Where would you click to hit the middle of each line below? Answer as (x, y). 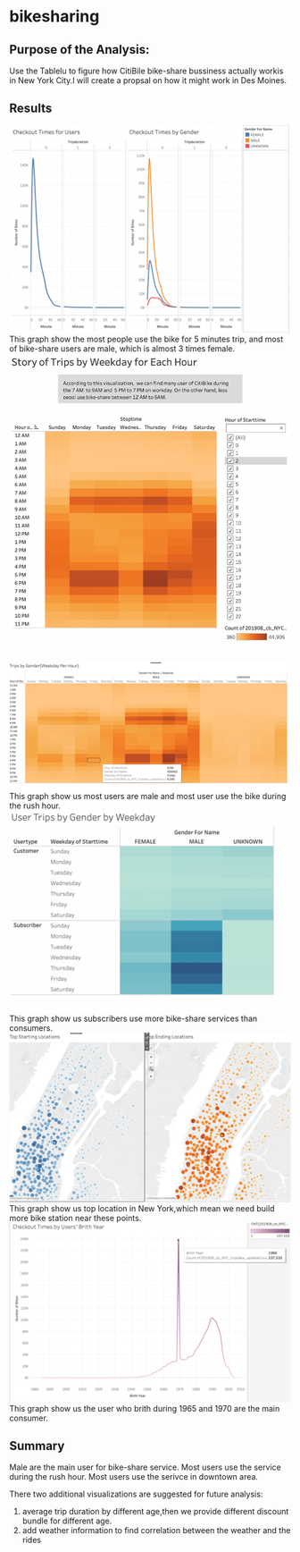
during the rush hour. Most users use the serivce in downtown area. (134, 1477)
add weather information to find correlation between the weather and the (156, 1531)
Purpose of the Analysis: (79, 50)
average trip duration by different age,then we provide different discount (155, 1512)
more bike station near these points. (75, 1218)
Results (31, 109)
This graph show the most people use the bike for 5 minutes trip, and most (146, 339)
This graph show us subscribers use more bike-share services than (133, 1018)
